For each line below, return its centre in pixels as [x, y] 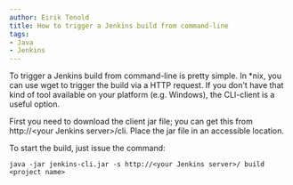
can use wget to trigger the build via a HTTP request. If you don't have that [146, 85]
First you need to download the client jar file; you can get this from [131, 122]
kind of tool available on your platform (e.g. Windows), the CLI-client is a [142, 95]
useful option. [35, 104]
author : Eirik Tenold [49, 17]
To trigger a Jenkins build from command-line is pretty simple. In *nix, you [146, 76]
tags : [19, 34]
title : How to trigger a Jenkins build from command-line [119, 26]
